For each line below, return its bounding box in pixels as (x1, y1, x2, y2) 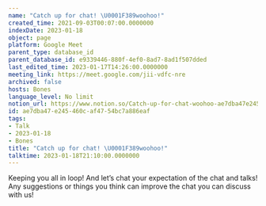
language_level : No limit (8, 93, 93, 101)
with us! (8, 190, 34, 200)
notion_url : (8, 100, 47, 108)
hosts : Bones (8, 85, 51, 93)
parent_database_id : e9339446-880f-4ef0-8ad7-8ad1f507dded (8, 56, 207, 64)
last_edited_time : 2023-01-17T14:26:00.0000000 (8, 63, 169, 71)
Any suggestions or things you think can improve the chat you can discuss (8, 181, 251, 191)
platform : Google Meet (8, 41, 83, 49)
